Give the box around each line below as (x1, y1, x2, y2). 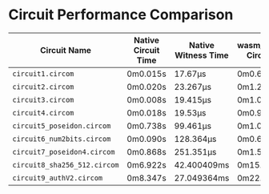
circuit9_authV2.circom (12, 173, 103, 182)
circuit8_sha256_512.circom (12, 160, 119, 169)
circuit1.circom (12, 69, 74, 78)
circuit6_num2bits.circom (12, 134, 111, 143)
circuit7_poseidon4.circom (12, 147, 115, 156)
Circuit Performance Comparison (8, 6, 234, 24)
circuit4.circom (12, 108, 74, 117)
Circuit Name (39, 44, 92, 55)
